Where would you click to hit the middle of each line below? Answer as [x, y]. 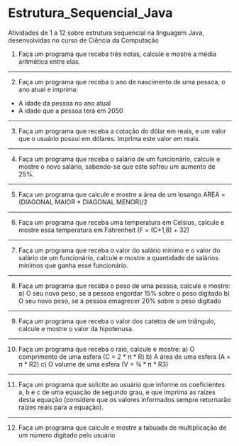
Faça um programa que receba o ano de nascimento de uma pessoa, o [122, 82]
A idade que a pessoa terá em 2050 [71, 111]
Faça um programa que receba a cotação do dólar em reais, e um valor [122, 131]
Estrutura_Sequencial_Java [90, 13]
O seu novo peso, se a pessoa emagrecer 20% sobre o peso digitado [120, 301]
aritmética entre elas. [49, 61]
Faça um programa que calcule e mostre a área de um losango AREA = [122, 194]
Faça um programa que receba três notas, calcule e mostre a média [117, 54]
